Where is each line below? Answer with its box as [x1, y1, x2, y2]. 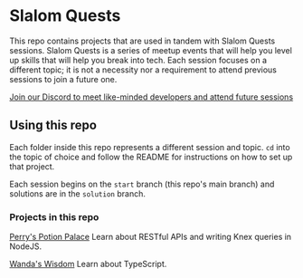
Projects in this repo [9, 210, 99, 223]
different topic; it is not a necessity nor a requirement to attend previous [9, 64, 278, 75]
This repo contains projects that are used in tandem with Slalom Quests [9, 35, 276, 46]
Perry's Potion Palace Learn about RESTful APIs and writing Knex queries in [9, 232, 292, 243]
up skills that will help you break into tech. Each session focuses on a [9, 54, 267, 65]
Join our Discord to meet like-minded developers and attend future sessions [9, 91, 294, 102]
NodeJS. [9, 241, 43, 252]
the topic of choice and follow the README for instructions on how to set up [9, 151, 293, 162]
